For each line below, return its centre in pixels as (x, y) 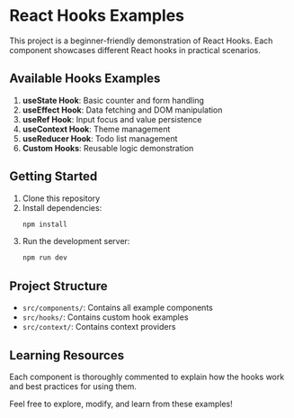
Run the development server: (76, 241)
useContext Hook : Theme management (96, 129)
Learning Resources (67, 355)
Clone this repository (61, 198)
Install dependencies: (62, 207)
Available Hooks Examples (85, 79)
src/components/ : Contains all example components (117, 308)
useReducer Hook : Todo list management (100, 138)
